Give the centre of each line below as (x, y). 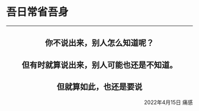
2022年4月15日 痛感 (168, 102)
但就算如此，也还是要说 (99, 87)
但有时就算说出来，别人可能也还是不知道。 (99, 65)
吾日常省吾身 (38, 12)
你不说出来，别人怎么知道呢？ (99, 43)
